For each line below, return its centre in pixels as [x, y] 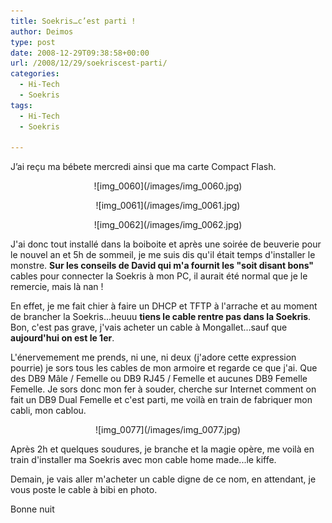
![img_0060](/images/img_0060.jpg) [168, 186]
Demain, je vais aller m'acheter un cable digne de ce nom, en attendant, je [163, 479]
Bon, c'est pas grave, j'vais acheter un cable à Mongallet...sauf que [149, 327]
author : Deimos [42, 31]
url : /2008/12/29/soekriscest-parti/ [89, 63]
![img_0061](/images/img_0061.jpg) [168, 206]
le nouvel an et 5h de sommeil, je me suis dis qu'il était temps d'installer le [163, 255]
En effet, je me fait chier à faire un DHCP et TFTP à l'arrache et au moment [164, 306]
